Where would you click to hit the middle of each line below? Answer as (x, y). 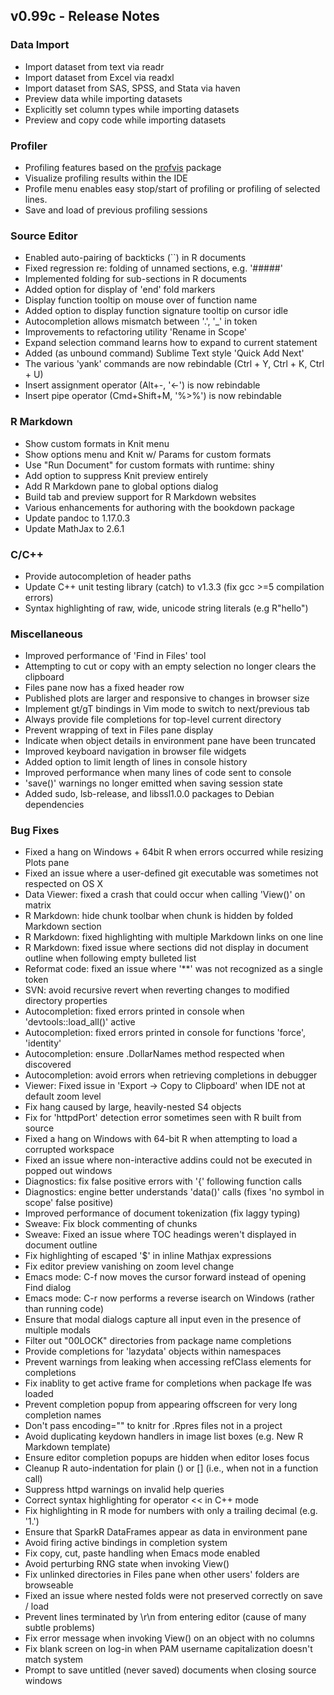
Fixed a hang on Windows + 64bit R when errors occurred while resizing (174, 852)
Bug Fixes (35, 831)
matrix (38, 905)
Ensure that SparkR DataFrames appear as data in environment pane (166, 1532)
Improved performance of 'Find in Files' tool (115, 656)
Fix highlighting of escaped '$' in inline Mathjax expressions (148, 1256)
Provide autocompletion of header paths (108, 576)
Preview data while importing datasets (103, 98)
